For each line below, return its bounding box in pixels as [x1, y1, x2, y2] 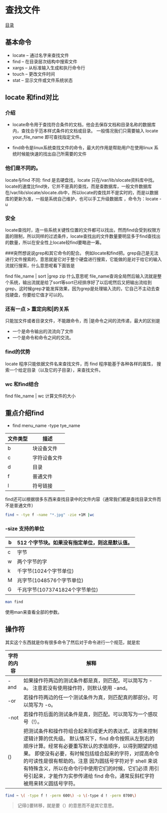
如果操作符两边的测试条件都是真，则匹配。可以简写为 [23, 677, 148, 684]
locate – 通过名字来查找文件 [12, 52, 70, 58]
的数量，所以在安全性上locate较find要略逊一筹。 [5, 240, 104, 246]
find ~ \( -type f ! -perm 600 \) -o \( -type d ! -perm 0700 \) [5, 793, 137, 798]
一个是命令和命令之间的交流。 [12, 335, 74, 341]
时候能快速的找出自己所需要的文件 [16, 151, 87, 157]
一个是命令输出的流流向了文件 [12, 328, 74, 334]
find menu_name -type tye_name [12, 422, 81, 428]
